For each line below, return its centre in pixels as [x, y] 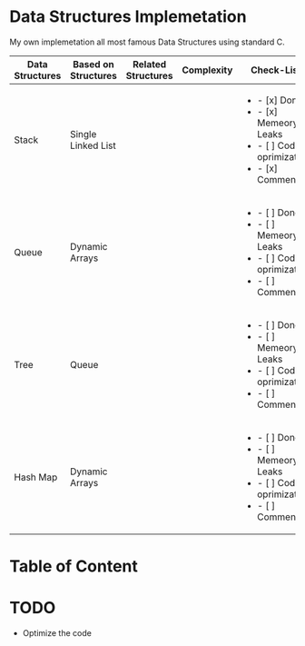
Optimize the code [57, 633]
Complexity [207, 70]
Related [150, 64]
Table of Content [74, 566]
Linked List [93, 145]
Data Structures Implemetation [128, 17]
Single [83, 134]
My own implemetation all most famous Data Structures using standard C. [148, 42]
